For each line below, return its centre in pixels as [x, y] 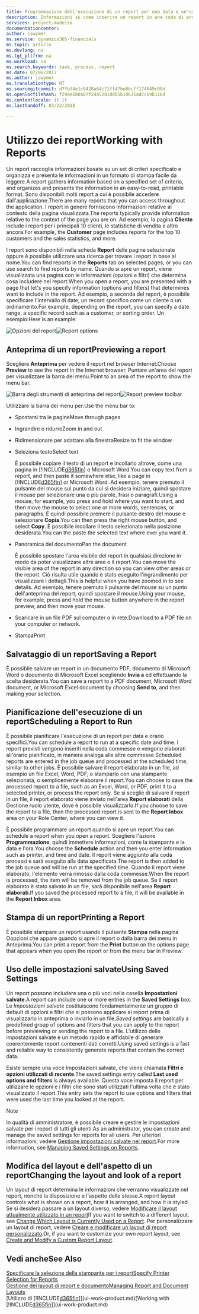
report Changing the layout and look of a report [94, 1175]
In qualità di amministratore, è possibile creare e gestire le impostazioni [93, 1122]
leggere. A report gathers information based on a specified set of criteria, [95, 182]
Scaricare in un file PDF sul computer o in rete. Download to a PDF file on [103, 618]
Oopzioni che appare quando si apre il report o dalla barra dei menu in [92, 938]
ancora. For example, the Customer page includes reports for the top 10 [93, 232]
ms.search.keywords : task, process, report [61, 67]
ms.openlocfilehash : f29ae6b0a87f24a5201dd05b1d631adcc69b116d [86, 94]
